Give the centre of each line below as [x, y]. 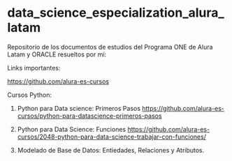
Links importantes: [34, 68]
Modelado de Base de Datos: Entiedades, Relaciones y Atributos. [111, 150]
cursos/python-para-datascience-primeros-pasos [89, 116]
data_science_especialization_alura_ [116, 13]
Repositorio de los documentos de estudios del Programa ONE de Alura [110, 47]
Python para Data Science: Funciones [72, 129]
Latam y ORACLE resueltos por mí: [57, 54]
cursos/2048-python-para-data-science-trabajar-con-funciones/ [111, 137]
